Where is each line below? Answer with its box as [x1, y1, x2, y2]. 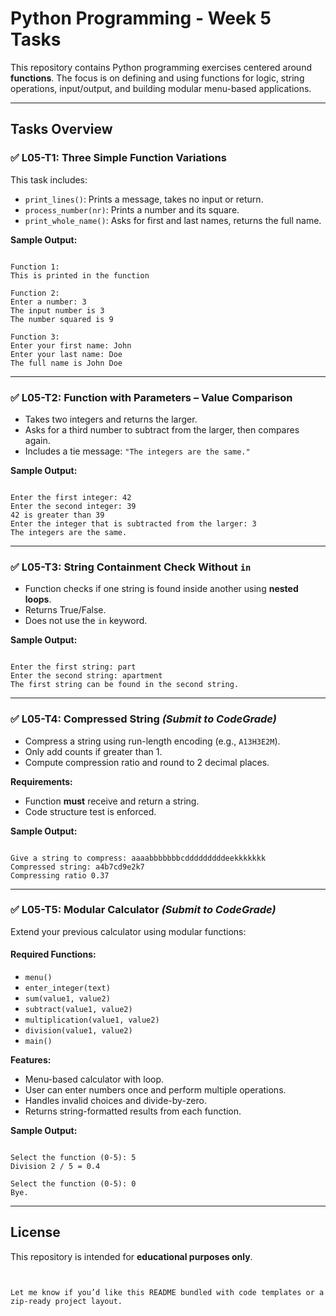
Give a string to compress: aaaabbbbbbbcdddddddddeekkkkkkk [10, 853, 267, 863]
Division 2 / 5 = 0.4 [10, 1162, 101, 1172]
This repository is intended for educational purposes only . [10, 1250, 253, 1262]
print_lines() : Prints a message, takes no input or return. [24, 193, 264, 205]
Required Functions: [10, 948, 97, 961]
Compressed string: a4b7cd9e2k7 [10, 862, 145, 872]
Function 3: [10, 332, 60, 342]
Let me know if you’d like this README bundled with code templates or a [10, 1287, 325, 1297]
